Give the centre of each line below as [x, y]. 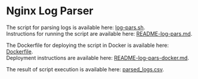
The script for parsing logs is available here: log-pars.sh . [76, 27]
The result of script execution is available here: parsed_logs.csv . [85, 69]
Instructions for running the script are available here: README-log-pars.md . [99, 33]
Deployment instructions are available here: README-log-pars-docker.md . [98, 58]
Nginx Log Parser [50, 11]
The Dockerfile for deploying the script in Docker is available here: [87, 45]
